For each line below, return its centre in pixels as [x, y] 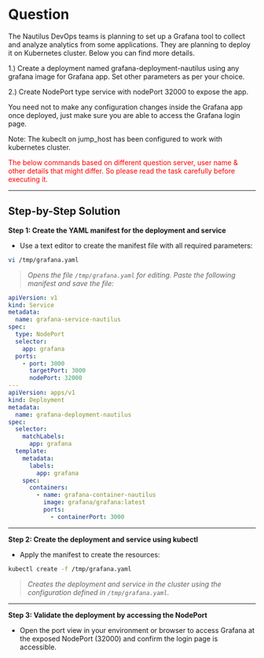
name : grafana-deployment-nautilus [73, 414]
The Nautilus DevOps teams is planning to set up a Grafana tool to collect [127, 36]
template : [31, 451]
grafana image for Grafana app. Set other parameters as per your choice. [126, 76]
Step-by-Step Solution [64, 211]
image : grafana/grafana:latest [94, 502]
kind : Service [31, 305]
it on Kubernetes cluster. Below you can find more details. [101, 53]
